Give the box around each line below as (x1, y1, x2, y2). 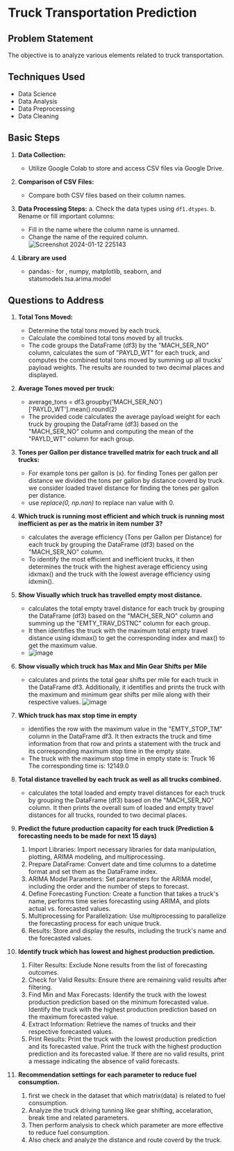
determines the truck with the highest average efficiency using (28, 562, 208, 571)
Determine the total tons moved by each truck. (28, 326, 162, 335)
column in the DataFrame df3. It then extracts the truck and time (28, 732, 212, 740)
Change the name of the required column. (28, 232, 149, 241)
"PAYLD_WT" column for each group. (28, 435, 135, 443)
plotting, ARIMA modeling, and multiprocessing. (28, 852, 165, 861)
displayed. (28, 371, 58, 379)
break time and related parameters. (28, 1113, 129, 1122)
